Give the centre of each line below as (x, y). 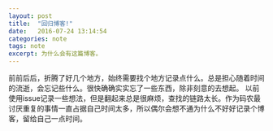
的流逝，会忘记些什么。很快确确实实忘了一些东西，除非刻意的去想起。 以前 (134, 88)
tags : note (27, 46)
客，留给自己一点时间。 (48, 118)
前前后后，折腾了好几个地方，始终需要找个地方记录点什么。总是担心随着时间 (136, 78)
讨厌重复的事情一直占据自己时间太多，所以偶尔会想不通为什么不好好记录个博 (136, 108)
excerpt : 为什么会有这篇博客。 (55, 54)
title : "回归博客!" (41, 24)
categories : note (38, 39)
